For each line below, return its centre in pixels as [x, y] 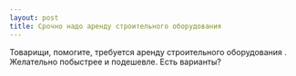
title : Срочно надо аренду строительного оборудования [116, 26]
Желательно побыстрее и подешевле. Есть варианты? [115, 62]
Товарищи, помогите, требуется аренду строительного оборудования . [148, 52]
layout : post [34, 18]
